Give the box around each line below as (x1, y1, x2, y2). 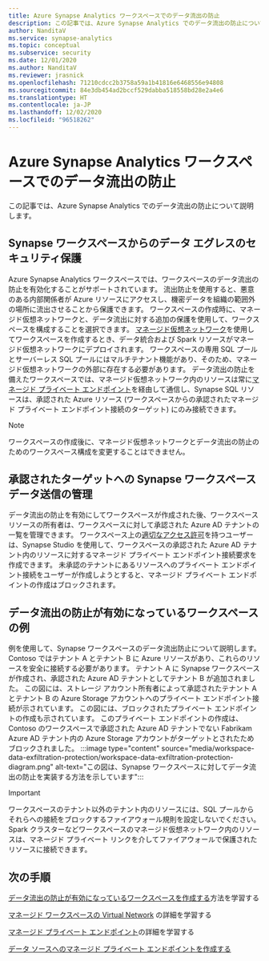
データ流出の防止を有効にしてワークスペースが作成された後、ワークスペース (8, 510, 259, 520)
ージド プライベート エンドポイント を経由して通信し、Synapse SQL (14, 384, 239, 394)
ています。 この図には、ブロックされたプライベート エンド (42, 703, 236, 713)
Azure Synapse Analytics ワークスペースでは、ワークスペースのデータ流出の (8, 274, 259, 284)
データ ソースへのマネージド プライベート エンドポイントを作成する (8, 944, 231, 954)
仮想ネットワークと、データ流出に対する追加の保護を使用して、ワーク (22, 314, 253, 324)
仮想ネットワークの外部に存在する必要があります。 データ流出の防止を (22, 364, 255, 374)
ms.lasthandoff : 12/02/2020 (8, 109, 102, 117)
